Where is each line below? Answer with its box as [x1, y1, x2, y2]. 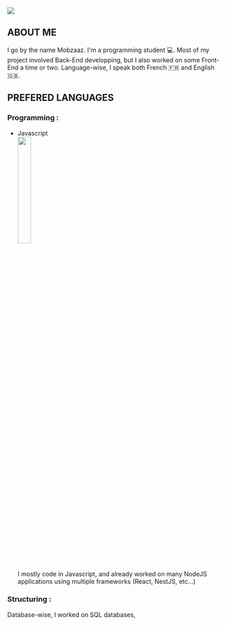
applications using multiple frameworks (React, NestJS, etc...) [17, 577, 196, 585]
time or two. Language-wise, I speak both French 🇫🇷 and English [24, 63, 215, 72]
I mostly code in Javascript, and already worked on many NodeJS [17, 569, 208, 578]
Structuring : [7, 594, 52, 604]
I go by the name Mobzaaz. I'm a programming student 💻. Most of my [7, 46, 210, 54]
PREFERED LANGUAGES [7, 92, 114, 104]
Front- [202, 55, 220, 64]
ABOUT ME [7, 27, 57, 39]
